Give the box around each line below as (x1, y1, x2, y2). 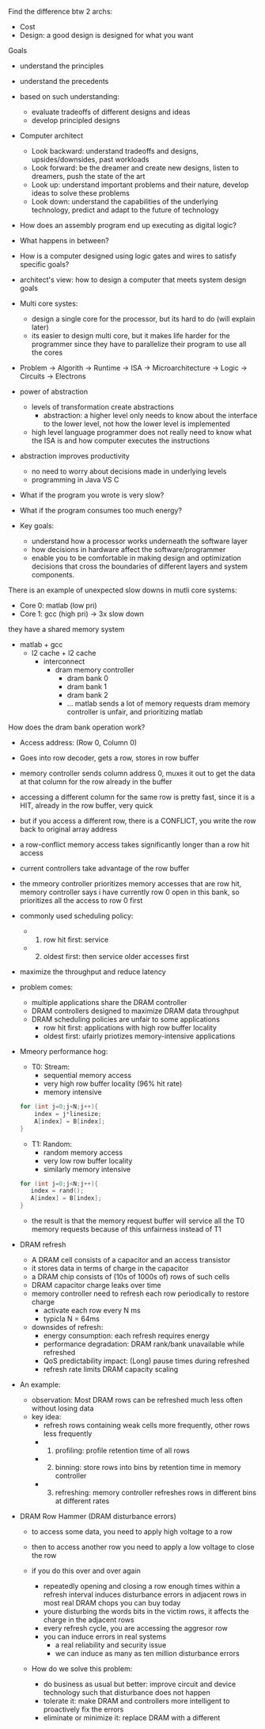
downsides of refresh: (31, 1323, 104, 1331)
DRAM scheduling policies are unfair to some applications (31, 1015, 220, 1024)
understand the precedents (19, 77, 109, 86)
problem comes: (19, 982, 74, 992)
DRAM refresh (19, 1240, 66, 1249)
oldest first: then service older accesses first (43, 952, 190, 961)
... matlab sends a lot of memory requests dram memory (66, 699, 251, 708)
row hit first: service (43, 935, 109, 944)
